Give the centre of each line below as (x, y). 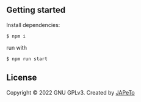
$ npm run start (27, 59)
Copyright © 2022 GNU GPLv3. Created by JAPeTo (71, 92)
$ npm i (16, 36)
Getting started (36, 10)
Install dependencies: (33, 25)
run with (17, 47)
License (22, 78)
